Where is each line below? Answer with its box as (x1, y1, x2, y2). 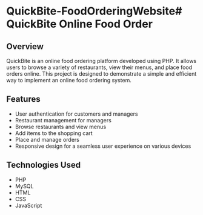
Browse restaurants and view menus (15, 123, 107, 130)
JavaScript (15, 202, 42, 209)
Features (6, 94, 41, 104)
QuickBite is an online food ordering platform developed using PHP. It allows (6, 58, 197, 64)
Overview (6, 41, 44, 51)
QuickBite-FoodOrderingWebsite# (6, 4, 182, 18)
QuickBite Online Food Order (6, 17, 153, 31)
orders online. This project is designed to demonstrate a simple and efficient (6, 70, 197, 77)
